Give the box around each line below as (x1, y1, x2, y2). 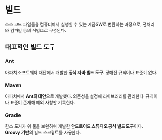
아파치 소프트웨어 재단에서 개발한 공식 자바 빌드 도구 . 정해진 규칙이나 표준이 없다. (5, 69, 158, 75)
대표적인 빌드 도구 (5, 43, 55, 51)
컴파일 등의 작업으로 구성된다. (10, 27, 67, 33)
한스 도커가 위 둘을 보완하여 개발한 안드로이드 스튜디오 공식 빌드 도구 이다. (5, 124, 144, 129)
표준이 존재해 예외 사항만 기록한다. (10, 99, 75, 105)
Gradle (5, 112, 21, 119)
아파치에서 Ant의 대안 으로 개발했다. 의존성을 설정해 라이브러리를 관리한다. (5, 93, 145, 99)
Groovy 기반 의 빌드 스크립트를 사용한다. (5, 129, 81, 136)
